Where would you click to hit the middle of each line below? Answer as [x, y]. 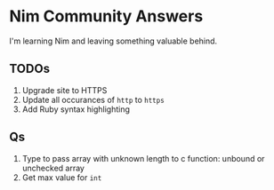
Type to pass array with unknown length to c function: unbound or [143, 158]
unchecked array [53, 168]
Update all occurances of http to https [93, 99]
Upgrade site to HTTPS [64, 90]
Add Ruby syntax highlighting [76, 109]
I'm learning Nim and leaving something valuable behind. [113, 41]
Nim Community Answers [106, 16]
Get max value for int [62, 177]
